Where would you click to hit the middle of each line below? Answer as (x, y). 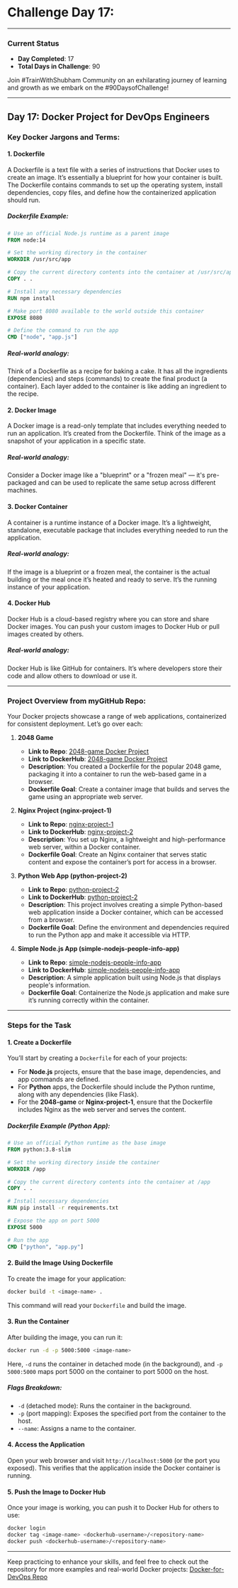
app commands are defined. (59, 1079)
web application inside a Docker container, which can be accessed (126, 912)
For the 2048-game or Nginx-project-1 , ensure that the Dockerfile (115, 1102)
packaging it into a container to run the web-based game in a (117, 774)
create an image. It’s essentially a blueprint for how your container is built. (115, 177)
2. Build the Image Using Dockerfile (60, 1263)
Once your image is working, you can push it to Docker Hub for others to (113, 1508)
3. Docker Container (38, 506)
